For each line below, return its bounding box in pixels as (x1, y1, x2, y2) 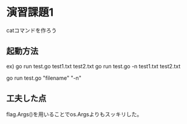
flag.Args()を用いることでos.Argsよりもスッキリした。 (6, 110, 143, 118)
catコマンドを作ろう (6, 27, 57, 34)
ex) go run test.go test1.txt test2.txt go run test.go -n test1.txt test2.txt (6, 62, 181, 70)
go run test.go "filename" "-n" (6, 74, 82, 82)
